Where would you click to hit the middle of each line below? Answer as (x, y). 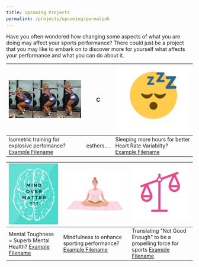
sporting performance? (91, 243)
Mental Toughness (31, 234)
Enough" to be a (151, 237)
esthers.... (98, 146)
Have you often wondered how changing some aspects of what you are (93, 36)
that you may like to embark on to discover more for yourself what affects (96, 49)
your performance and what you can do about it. (65, 55)
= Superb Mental (29, 240)
